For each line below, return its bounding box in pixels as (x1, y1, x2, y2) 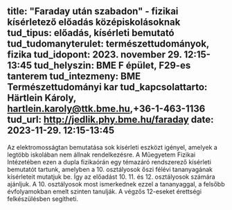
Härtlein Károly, (7, 92, 76, 104)
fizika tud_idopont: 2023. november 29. (7, 49, 182, 61)
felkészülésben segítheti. (7, 194, 78, 203)
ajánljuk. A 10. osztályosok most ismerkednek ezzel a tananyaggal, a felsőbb (7, 180, 225, 188)
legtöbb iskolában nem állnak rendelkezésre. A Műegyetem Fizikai (7, 150, 196, 159)
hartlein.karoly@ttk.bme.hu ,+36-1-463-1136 (7, 103, 206, 115)
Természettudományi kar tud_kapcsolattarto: (7, 81, 208, 93)
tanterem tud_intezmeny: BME (7, 71, 141, 82)
